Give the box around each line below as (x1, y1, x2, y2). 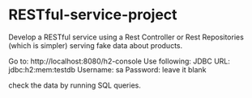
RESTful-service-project (8, 6, 177, 24)
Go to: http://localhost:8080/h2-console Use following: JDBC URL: (8, 56, 231, 66)
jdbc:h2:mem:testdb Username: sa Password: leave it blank (8, 64, 207, 74)
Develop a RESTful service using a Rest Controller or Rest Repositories (8, 32, 245, 42)
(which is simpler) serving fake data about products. (8, 40, 183, 50)
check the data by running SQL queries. (8, 80, 142, 90)
